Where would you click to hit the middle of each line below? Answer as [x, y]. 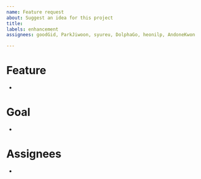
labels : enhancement [33, 29]
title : [15, 23]
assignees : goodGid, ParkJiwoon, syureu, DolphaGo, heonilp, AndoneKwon [101, 35]
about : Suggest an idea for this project [60, 18]
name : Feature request [35, 12]
